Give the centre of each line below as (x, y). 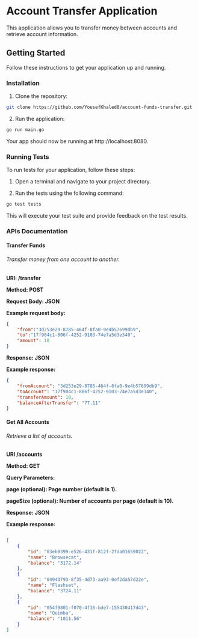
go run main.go (25, 130)
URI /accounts (24, 455)
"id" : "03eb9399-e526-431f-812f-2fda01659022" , (88, 551)
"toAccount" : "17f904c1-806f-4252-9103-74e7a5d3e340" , (87, 391)
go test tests (24, 204)
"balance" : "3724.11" (55, 590)
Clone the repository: (41, 96)
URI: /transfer (23, 278)
